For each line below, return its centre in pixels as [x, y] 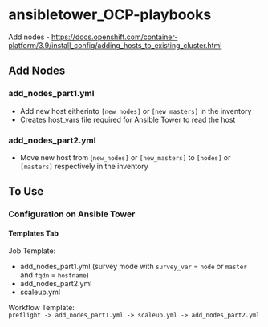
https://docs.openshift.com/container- [114, 37]
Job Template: [32, 251]
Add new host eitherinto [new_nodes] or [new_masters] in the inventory [136, 111]
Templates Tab [33, 233]
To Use [26, 191]
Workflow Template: [41, 308]
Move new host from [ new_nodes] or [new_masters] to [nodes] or [125, 157]
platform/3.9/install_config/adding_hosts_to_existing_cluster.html [115, 45]
